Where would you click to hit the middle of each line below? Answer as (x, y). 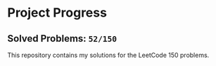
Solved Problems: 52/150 (62, 39)
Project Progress (57, 13)
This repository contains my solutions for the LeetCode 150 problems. (108, 55)
